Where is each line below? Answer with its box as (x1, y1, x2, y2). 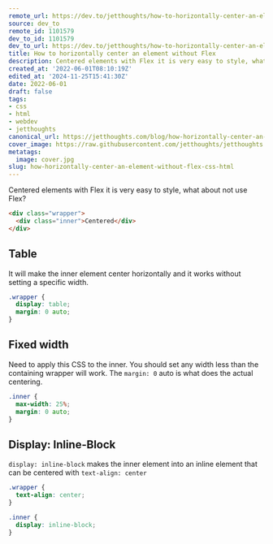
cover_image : (8, 140, 53, 149)
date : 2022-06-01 (8, 80, 67, 88)
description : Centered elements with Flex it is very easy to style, (8, 58, 249, 66)
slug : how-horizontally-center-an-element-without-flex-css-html (8, 163, 234, 171)
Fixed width (8, 338, 69, 352)
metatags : (8, 148, 42, 156)
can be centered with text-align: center (8, 468, 148, 477)
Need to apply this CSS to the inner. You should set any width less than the (8, 359, 259, 369)
